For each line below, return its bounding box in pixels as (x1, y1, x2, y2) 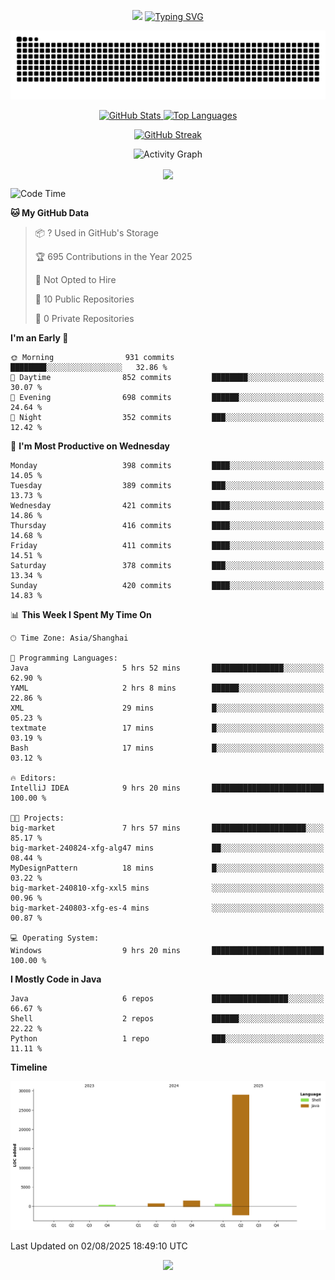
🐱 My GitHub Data (10, 206, 90, 219)
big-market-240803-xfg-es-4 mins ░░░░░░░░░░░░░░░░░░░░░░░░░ (10, 903, 325, 913)
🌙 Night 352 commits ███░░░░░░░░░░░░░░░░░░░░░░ (10, 412, 325, 422)
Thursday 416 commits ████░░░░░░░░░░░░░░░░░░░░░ (10, 520, 325, 530)
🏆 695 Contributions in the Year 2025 (34, 250, 193, 262)
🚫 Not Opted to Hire (34, 273, 117, 285)
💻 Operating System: (10, 933, 100, 943)
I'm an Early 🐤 (10, 331, 69, 344)
